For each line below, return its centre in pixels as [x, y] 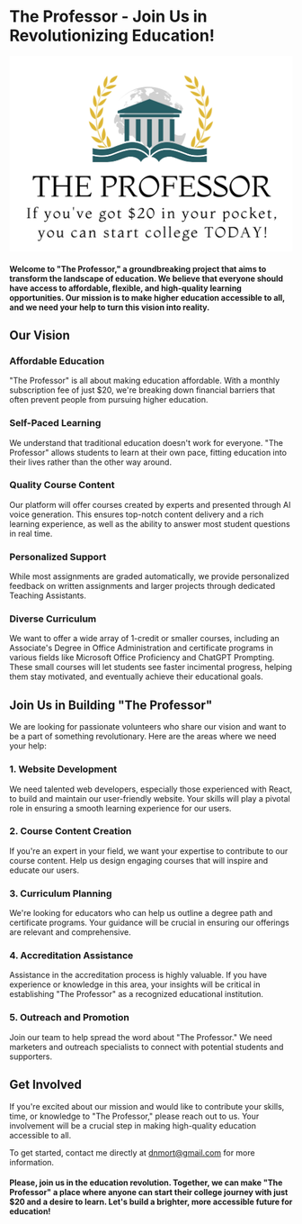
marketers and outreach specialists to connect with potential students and [147, 1047]
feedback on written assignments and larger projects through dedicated [142, 586]
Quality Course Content [62, 485]
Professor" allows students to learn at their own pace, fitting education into [148, 452]
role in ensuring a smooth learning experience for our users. [120, 808]
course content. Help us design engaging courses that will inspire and [139, 860]
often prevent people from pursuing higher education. [109, 400]
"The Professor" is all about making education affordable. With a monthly [145, 381]
